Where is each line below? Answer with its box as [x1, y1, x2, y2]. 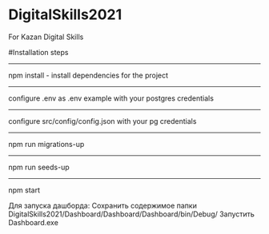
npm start [8, 185, 41, 195]
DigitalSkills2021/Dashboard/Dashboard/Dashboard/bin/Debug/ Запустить [8, 209, 255, 219]
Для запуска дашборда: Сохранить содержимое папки [8, 200, 198, 210]
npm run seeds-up [8, 162, 70, 172]
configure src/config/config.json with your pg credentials [8, 116, 197, 125]
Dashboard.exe [8, 217, 58, 227]
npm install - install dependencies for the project [8, 70, 169, 80]
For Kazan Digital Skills [8, 32, 84, 42]
